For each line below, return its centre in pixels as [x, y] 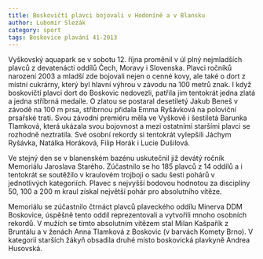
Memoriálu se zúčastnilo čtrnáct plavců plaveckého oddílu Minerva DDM [126, 207]
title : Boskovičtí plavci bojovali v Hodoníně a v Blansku [107, 15]
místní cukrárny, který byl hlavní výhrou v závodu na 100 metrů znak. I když [130, 85]
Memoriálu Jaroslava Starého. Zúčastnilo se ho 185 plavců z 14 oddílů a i [126, 166]
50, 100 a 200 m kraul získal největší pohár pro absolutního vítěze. [115, 192]
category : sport [35, 30]
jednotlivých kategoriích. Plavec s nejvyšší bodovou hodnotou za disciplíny [129, 183]
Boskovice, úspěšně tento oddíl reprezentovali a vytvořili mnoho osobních [128, 215]
